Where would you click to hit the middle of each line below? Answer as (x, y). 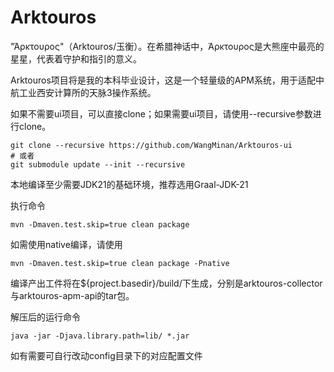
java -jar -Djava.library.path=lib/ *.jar (100, 336)
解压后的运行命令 (45, 317)
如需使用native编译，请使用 (66, 244)
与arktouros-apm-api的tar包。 (72, 295)
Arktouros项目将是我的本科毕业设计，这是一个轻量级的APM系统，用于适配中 (167, 80)
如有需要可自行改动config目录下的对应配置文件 (106, 355)
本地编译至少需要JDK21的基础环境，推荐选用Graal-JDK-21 (129, 184)
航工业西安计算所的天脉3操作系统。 (83, 92)
